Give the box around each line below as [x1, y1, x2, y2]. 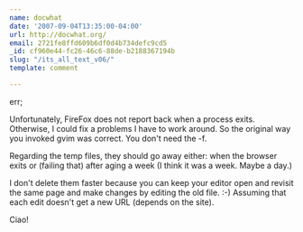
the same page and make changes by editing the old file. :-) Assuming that [9, 187, 287, 198]
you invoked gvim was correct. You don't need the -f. [9, 133, 207, 144]
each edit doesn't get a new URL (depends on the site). [9, 196, 215, 208]
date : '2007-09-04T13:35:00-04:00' [9, 22, 143, 31]
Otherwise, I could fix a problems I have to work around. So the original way [9, 123, 291, 134]
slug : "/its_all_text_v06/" [9, 55, 115, 64]
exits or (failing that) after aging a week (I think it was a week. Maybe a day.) [9, 160, 293, 171]
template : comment [9, 64, 78, 73]
